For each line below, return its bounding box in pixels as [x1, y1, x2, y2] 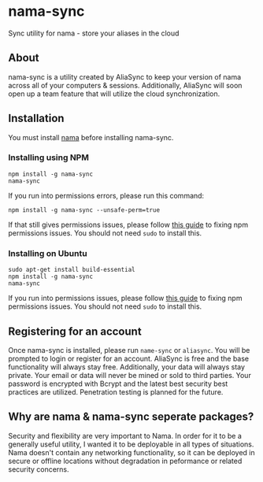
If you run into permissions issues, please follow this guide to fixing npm [8, 294, 243, 303]
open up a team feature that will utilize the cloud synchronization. [8, 89, 220, 98]
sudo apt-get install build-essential [8, 266, 135, 274]
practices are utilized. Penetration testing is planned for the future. [8, 387, 224, 396]
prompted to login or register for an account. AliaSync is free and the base [8, 354, 250, 363]
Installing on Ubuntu [8, 247, 88, 258]
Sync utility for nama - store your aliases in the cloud [8, 28, 180, 38]
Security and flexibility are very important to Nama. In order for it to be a [8, 431, 243, 440]
